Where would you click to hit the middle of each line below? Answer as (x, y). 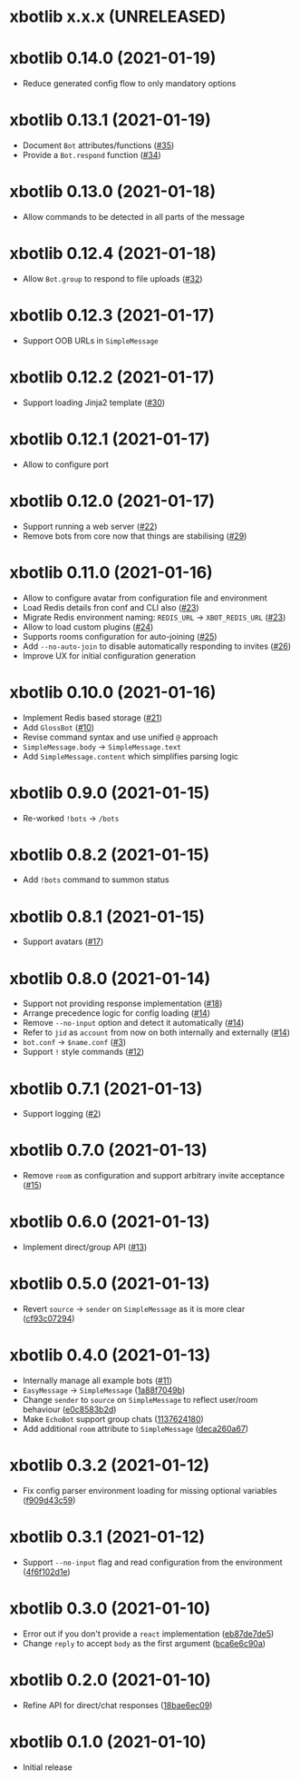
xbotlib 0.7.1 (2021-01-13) (106, 1089)
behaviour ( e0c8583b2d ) (69, 1409)
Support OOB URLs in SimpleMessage (90, 340)
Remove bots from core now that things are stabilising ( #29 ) (135, 536)
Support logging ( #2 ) (62, 1114)
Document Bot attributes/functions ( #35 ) (98, 145)
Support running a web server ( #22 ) (90, 526)
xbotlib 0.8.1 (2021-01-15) (107, 916)
